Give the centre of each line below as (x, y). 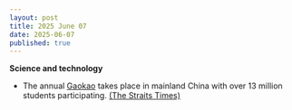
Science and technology (56, 69)
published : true (40, 43)
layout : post (34, 18)
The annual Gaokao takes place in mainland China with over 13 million (152, 86)
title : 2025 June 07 (49, 26)
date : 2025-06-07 (42, 34)
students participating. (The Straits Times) (102, 96)
